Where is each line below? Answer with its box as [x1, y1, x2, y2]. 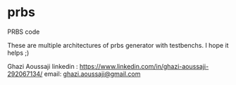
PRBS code [7, 27, 40, 36]
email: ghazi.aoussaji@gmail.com [44, 70, 141, 78]
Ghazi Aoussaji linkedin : [7, 62, 79, 70]
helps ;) [7, 48, 30, 57]
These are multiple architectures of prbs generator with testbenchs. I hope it [7, 41, 229, 49]
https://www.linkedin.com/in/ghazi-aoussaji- [80, 62, 209, 70]
